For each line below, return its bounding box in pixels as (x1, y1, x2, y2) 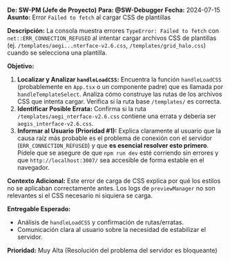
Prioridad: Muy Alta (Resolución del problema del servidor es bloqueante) (7, 246, 218, 254)
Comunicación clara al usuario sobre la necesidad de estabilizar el (17, 226, 206, 233)
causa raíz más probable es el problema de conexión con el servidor (17, 134, 213, 142)
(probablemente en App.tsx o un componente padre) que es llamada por (17, 83, 224, 90)
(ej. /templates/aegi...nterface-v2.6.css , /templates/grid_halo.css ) (7, 41, 206, 49)
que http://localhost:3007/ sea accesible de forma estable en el (17, 156, 204, 164)
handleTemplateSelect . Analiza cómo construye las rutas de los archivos (17, 90, 222, 98)
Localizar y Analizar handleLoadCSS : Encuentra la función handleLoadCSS (17, 75, 222, 84)
